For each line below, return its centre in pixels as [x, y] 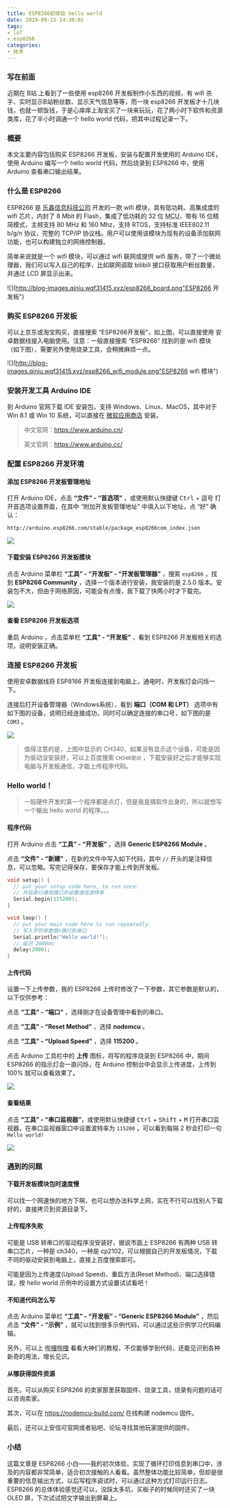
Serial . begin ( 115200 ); [46, 899]
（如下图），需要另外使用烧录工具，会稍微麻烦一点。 [80, 350]
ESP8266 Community [46, 582]
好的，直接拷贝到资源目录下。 [49, 1209]
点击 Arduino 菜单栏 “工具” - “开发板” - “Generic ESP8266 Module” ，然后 [113, 1316]
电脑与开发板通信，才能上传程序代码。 [78, 766]
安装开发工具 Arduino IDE [49, 390]
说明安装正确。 [40, 646]
